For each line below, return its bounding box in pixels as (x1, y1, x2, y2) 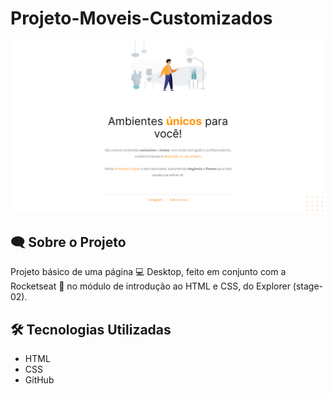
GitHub (24, 374, 55, 386)
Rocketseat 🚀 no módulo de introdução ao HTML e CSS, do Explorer (10, 280, 291, 292)
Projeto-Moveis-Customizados (10, 7, 273, 30)
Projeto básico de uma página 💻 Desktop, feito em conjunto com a (10, 266, 287, 278)
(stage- (292, 280, 324, 292)
